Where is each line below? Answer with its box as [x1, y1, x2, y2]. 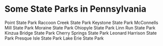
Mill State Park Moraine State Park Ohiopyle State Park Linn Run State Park [4, 24, 156, 30]
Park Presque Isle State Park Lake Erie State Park [4, 35, 104, 41]
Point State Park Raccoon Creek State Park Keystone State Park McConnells [4, 20, 159, 25]
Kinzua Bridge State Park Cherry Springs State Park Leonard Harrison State [4, 30, 157, 36]
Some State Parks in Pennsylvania [4, 3, 146, 15]
